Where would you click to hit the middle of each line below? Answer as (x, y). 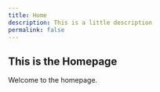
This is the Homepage (63, 61)
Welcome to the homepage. (53, 80)
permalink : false (36, 30)
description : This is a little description (80, 23)
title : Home (27, 15)
